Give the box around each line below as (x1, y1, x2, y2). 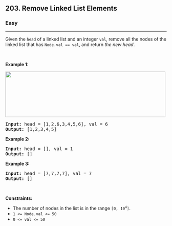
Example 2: (5, 136, 30, 142)
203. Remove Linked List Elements (5, 4, 118, 13)
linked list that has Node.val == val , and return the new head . (5, 41, 135, 48)
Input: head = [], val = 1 (5, 146, 73, 152)
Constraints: (5, 195, 33, 201)
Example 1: (5, 61, 29, 67)
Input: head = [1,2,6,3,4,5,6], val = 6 (5, 121, 109, 127)
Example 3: (5, 160, 30, 167)
